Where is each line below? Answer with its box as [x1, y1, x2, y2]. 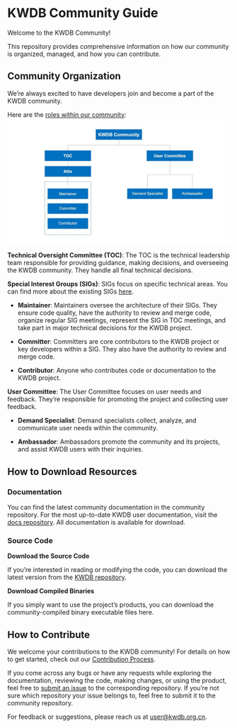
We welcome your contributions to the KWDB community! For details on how [7, 647, 231, 656]
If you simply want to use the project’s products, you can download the [7, 600, 214, 609]
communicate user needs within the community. [17, 424, 158, 432]
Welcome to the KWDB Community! [7, 28, 111, 37]
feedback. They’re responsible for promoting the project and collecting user [7, 395, 229, 403]
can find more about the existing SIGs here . [7, 287, 134, 296]
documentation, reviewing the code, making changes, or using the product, [7, 676, 227, 685]
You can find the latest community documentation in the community [7, 503, 205, 511]
